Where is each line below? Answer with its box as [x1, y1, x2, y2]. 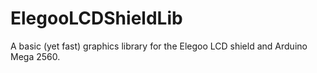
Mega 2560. [10, 50, 61, 62]
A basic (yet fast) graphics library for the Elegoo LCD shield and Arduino [10, 40, 308, 52]
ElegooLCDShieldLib [10, 7, 183, 30]
